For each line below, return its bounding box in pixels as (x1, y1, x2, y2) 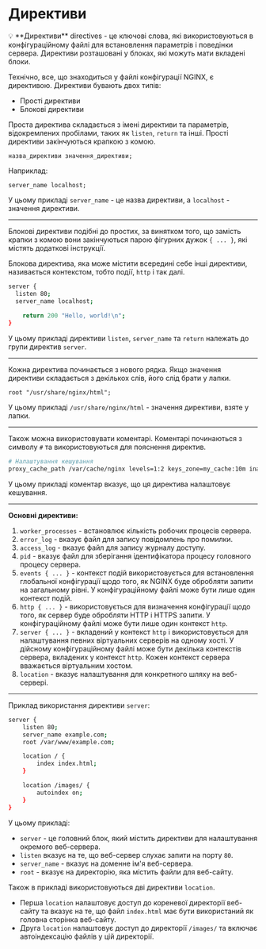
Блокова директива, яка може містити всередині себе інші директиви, (8, 259, 248, 268)
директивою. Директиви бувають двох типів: (8, 80, 161, 90)
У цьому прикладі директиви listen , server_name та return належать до (8, 334, 249, 344)
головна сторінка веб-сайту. (19, 914, 116, 924)
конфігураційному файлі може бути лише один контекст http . (19, 618, 228, 628)
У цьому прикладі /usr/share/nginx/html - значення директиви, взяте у (8, 402, 249, 413)
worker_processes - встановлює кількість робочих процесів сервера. (19, 525, 252, 536)
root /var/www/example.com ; (22, 738, 115, 746)
